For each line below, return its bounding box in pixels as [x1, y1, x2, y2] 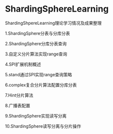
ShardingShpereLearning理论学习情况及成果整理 [5, 20, 102, 26]
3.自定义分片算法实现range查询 [5, 51, 67, 57]
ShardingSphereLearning [5, 3, 109, 15]
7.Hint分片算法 [5, 92, 33, 98]
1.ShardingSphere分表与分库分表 [5, 30, 70, 36]
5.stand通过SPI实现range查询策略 [5, 71, 72, 77]
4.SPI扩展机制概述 [5, 61, 41, 67]
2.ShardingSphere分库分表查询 [5, 40, 67, 47]
